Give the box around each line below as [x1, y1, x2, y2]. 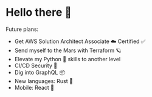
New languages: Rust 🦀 [14, 77, 74, 84]
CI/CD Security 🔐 [14, 62, 58, 69]
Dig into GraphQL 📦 [14, 69, 66, 76]
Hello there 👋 [5, 5, 72, 19]
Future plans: [5, 25, 39, 33]
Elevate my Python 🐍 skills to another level [14, 55, 121, 62]
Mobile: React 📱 [14, 84, 54, 91]
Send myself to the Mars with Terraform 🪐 [14, 47, 122, 54]
